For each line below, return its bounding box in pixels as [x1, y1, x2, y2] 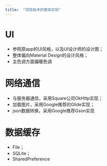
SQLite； [12, 151, 31, 157]
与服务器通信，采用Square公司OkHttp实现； [12, 95, 103, 101]
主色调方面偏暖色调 [12, 58, 52, 64]
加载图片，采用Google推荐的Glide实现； [12, 101, 95, 107]
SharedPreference [12, 156, 50, 162]
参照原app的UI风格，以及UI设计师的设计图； [12, 46, 104, 52]
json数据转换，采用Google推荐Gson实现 [12, 108, 95, 114]
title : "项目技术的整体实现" [5, 7, 61, 12]
